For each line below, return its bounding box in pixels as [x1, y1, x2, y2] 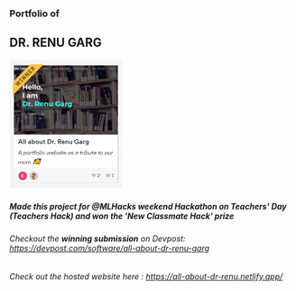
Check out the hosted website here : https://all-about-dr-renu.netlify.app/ [9, 270, 283, 282]
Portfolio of [9, 7, 60, 20]
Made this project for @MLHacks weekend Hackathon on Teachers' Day [9, 201, 287, 211]
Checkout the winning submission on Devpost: [9, 233, 186, 244]
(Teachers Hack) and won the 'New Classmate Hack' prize [9, 211, 235, 221]
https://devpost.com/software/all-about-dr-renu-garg [9, 243, 210, 254]
